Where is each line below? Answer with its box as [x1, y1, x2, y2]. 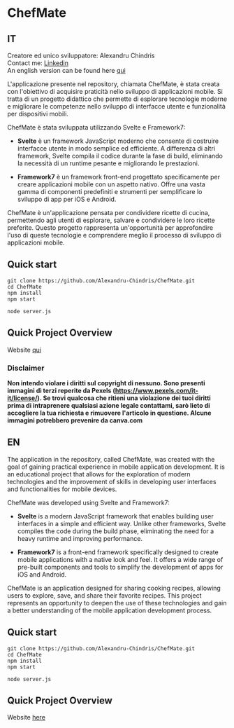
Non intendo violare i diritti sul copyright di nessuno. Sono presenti [7, 378, 205, 387]
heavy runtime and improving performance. [17, 534, 143, 542]
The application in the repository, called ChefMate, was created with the [7, 455, 215, 463]
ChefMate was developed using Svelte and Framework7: [7, 498, 170, 507]
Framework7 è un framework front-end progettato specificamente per [17, 173, 221, 181]
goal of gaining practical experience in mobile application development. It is [7, 462, 225, 471]
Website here [7, 713, 45, 722]
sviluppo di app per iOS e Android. [17, 195, 117, 203]
